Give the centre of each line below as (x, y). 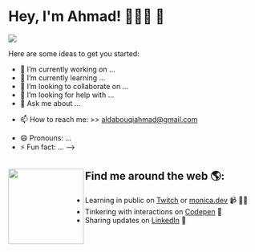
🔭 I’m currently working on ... (67, 69)
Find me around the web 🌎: (155, 176)
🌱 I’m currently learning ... (63, 77)
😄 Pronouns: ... (46, 138)
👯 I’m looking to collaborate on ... (74, 86)
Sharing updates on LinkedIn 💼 (136, 220)
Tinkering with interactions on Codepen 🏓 (154, 211)
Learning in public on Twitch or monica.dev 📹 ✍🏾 (167, 200)
